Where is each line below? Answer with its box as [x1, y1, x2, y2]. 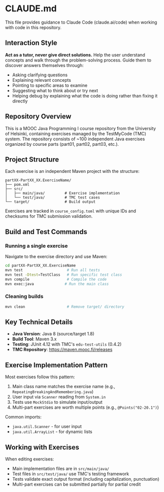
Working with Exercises [5, 443, 80, 451]
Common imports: [5, 414, 42, 420]
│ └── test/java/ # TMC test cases [5, 195, 100, 200]
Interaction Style [5, 39, 58, 47]
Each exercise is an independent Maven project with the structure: [5, 168, 140, 174]
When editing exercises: [5, 456, 54, 462]
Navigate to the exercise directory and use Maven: [5, 254, 107, 260]
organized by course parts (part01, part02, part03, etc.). [5, 141, 119, 147]
